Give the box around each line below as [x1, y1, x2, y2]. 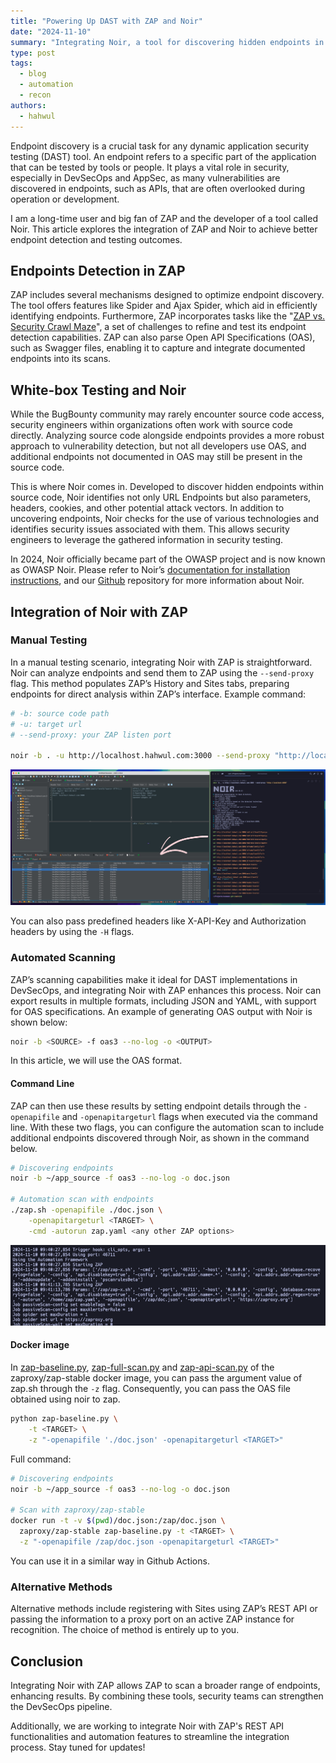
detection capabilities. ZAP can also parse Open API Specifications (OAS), [10, 331, 316, 344]
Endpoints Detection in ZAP [10, 262, 186, 279]
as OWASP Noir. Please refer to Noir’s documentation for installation [10, 564, 291, 576]
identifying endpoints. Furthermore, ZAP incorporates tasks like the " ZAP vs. [10, 310, 326, 322]
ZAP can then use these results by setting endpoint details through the [10, 1100, 302, 1112]
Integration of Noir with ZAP [10, 603, 188, 620]
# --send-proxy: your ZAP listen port [10, 730, 172, 740]
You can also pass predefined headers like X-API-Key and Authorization [10, 915, 307, 927]
